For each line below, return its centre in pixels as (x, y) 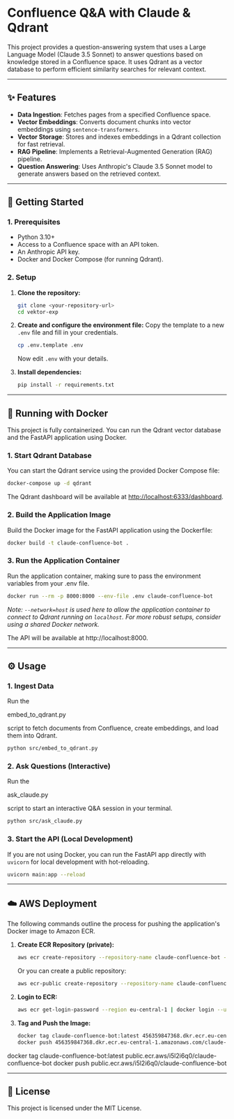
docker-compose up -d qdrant (49, 484)
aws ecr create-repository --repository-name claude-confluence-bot (119, 958)
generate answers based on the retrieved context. (89, 174)
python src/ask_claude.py (45, 821)
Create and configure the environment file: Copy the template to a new (121, 325)
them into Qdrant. (32, 736)
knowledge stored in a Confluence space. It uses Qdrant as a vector (105, 61)
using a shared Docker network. (53, 624)
